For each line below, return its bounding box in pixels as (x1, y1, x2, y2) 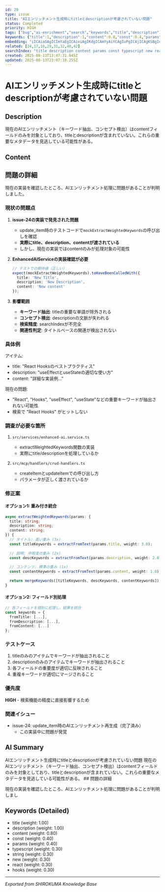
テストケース (5, 641, 35, 648)
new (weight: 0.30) (12, 856, 51, 862)
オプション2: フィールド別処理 (5, 594, 66, 600)
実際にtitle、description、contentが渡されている (19, 239, 119, 245)
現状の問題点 (5, 205, 36, 212)
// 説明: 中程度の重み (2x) (9, 551, 61, 556)
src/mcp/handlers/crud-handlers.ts (12, 461, 85, 466)
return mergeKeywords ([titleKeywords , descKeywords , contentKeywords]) (9, 578, 160, 583)
